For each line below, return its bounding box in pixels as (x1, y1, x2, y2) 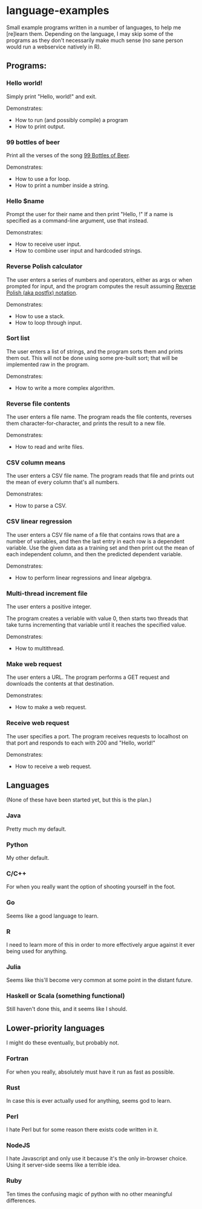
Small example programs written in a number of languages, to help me (6, 24, 181, 31)
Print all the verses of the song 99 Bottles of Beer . (6, 151, 131, 158)
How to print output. (15, 123, 65, 130)
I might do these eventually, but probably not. (6, 1039, 119, 1046)
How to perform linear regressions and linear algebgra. (15, 574, 152, 581)
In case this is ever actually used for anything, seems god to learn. (6, 1097, 172, 1104)
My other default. (6, 854, 50, 861)
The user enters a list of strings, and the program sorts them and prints (6, 347, 183, 355)
